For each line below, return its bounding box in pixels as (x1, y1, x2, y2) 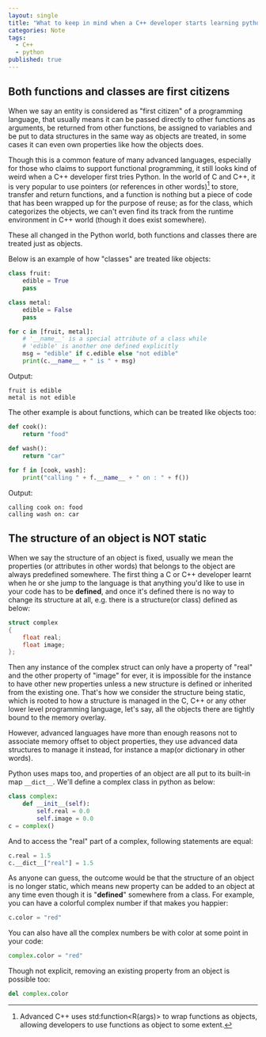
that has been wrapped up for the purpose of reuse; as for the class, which (8, 199, 253, 208)
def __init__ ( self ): (22, 800, 90, 808)
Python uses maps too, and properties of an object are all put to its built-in (8, 769, 251, 778)
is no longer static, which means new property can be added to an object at (8, 882, 255, 891)
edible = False (22, 306, 73, 313)
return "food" (22, 430, 69, 438)
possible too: (8, 974, 51, 984)
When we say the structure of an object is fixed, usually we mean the (8, 553, 234, 562)
